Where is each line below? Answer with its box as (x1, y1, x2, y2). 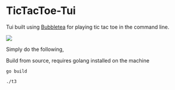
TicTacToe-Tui (6, 4, 76, 18)
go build (6, 68, 27, 74)
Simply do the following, (6, 46, 64, 53)
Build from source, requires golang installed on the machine (6, 57, 150, 64)
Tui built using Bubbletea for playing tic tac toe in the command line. (6, 23, 170, 30)
